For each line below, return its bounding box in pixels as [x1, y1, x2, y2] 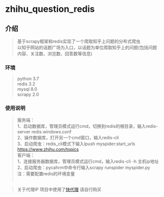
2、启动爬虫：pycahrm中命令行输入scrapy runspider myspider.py [17, 164, 150, 170]
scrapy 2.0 [17, 91, 39, 97]
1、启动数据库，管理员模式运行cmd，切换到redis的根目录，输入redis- [17, 123, 158, 129]
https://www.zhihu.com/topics [17, 146, 79, 152]
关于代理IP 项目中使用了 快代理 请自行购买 [17, 186, 102, 192]
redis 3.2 [17, 81, 35, 87]
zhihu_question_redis [5, 3, 95, 15]
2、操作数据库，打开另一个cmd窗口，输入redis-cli [17, 134, 119, 140]
